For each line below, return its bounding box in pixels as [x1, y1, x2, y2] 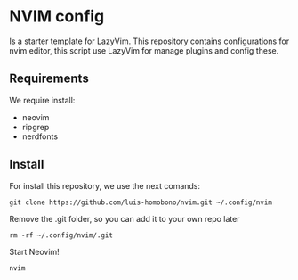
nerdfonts [21, 131, 59, 142]
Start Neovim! [9, 246, 60, 257]
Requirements [9, 71, 89, 86]
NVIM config [9, 6, 105, 27]
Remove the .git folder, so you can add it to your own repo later [9, 213, 240, 224]
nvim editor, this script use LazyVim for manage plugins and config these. [9, 45, 279, 55]
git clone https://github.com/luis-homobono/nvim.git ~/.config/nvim [9, 198, 273, 207]
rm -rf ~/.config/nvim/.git [9, 230, 114, 240]
